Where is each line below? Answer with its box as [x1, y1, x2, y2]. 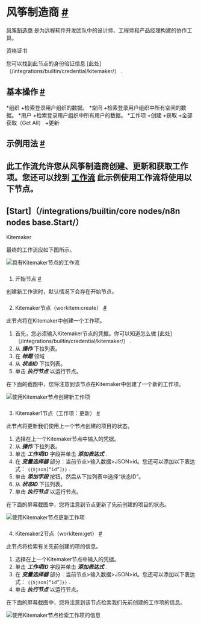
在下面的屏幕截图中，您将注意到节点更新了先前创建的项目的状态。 [6, 501, 170, 508]
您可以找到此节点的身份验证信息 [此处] [6, 60, 102, 67]
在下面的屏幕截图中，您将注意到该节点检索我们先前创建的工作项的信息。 [6, 599, 185, 606]
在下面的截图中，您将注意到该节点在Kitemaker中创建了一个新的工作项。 [6, 381, 185, 388]
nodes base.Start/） [6, 217, 84, 227]
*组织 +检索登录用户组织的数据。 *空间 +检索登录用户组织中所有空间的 [6, 104, 182, 111]
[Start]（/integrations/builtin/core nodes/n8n [6, 206, 181, 216]
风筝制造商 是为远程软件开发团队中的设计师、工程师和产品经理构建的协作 [6, 27, 187, 34]
